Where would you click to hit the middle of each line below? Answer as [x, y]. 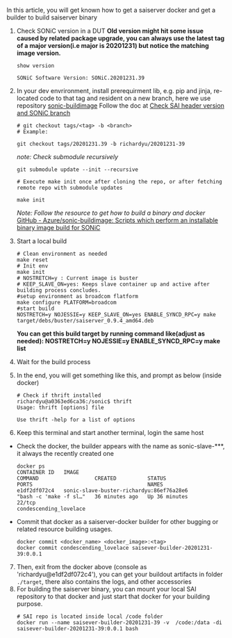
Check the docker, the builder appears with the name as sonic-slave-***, [121, 446]
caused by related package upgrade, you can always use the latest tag [121, 38]
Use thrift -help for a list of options [76, 420]
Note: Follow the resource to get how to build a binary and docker [111, 213]
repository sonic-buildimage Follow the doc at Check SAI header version [121, 106]
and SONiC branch [43, 113]
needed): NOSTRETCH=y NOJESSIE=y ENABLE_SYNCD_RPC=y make [118, 341]
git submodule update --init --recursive [77, 170]
